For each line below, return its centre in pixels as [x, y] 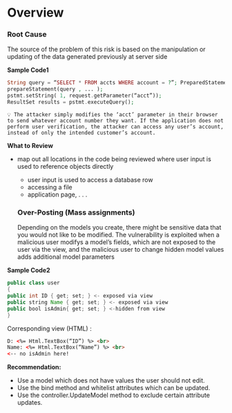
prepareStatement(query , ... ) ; [55, 89]
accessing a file [50, 187]
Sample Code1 [28, 70]
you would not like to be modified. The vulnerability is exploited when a [118, 235]
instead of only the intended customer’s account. [81, 133]
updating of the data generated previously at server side [87, 57]
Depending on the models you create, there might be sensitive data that [119, 228]
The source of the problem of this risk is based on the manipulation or [106, 49]
